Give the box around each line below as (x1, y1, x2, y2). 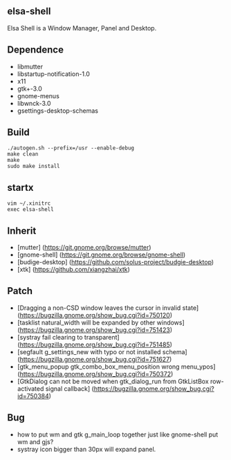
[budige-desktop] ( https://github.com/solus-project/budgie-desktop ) (17, 258, 214, 266)
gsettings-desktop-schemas (17, 107, 99, 115)
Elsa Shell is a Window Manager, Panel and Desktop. (7, 24, 157, 32)
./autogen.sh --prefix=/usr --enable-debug (7, 145, 135, 151)
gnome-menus (17, 91, 60, 100)
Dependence (7, 44, 64, 56)
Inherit (7, 225, 37, 237)
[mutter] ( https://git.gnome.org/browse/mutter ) (17, 243, 151, 252)
